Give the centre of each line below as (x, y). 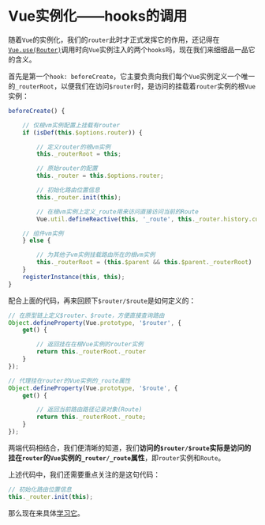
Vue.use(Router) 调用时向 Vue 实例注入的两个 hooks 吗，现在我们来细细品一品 (128, 49)
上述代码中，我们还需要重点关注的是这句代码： (84, 474)
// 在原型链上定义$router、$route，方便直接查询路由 (86, 315)
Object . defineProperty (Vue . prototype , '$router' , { (95, 323)
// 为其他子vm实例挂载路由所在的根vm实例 (96, 255)
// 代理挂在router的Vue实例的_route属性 (69, 380)
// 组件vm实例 (43, 233)
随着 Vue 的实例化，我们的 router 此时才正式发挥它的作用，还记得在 (114, 40)
